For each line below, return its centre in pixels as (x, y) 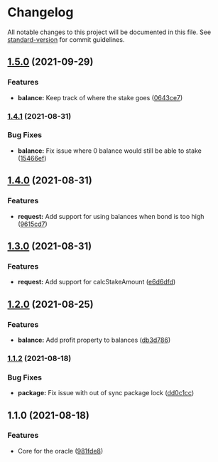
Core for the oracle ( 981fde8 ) (60, 451)
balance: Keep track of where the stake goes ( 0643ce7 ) (100, 97)
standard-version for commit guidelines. (66, 39)
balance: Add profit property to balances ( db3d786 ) (94, 340)
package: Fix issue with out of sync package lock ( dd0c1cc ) (106, 393)
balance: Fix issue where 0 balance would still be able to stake (110, 151)
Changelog (40, 12)
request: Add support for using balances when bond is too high (111, 216)
